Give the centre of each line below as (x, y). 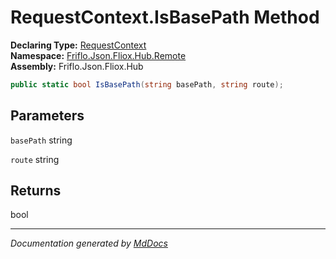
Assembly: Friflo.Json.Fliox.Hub (77, 66)
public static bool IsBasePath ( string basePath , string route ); (147, 84)
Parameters (47, 116)
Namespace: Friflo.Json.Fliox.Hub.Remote (98, 55)
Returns (36, 191)
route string (35, 159)
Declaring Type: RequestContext (78, 45)
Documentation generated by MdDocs (89, 243)
